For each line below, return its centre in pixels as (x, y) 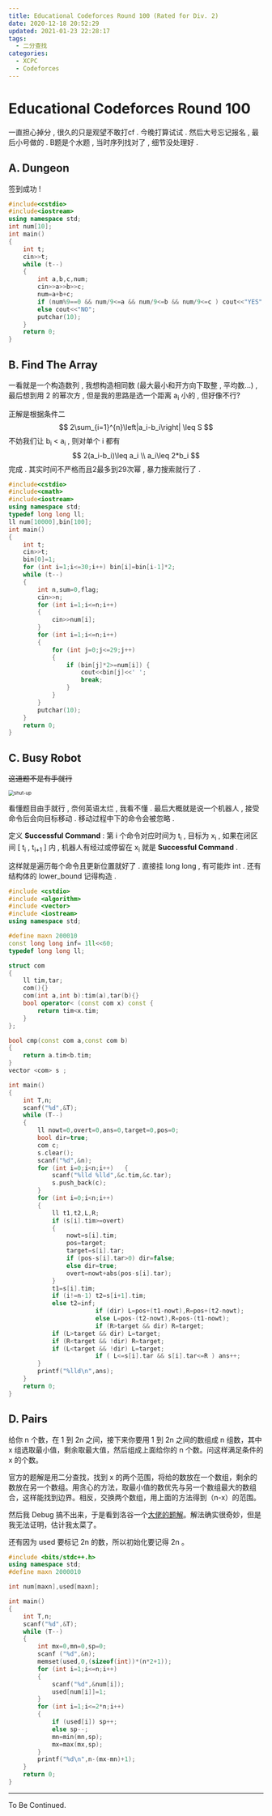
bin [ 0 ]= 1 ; (40, 559)
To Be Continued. (37, 1805)
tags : (17, 38)
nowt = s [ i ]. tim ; (91, 1235)
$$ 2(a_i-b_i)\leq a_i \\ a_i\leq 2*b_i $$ (136, 455)
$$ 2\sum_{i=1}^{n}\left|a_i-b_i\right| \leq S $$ (136, 427)
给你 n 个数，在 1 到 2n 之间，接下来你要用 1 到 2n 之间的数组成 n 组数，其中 (135, 1440)
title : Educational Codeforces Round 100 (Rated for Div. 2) (114, 16)
